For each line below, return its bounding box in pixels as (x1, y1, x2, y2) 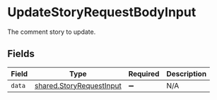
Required (128, 68, 160, 78)
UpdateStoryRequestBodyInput (7, 4, 197, 20)
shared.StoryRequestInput (34, 80, 122, 90)
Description (165, 68, 207, 78)
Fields (7, 48, 35, 60)
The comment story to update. (7, 27, 96, 36)
